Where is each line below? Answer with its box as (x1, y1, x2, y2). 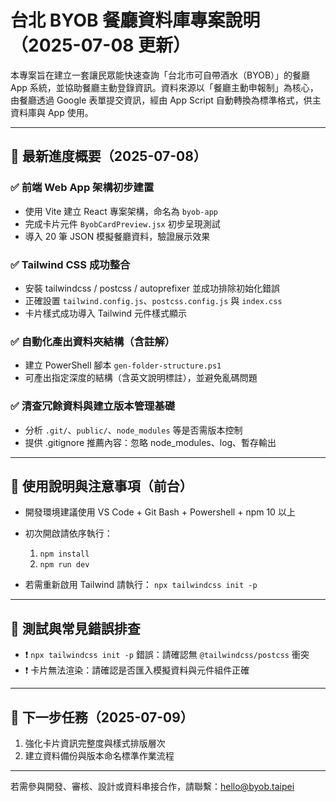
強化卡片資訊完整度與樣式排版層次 (24, 737, 166, 749)
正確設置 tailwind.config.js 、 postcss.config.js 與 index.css (24, 294, 283, 306)
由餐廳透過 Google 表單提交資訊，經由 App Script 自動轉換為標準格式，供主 (10, 94, 322, 106)
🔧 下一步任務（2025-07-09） (10, 709, 194, 726)
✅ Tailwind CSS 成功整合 (10, 257, 131, 271)
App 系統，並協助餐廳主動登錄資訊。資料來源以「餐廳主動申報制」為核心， (10, 81, 319, 93)
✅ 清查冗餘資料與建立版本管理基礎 (10, 399, 176, 413)
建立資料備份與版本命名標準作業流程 (24, 749, 175, 761)
